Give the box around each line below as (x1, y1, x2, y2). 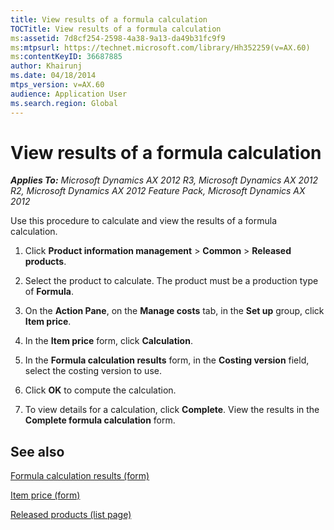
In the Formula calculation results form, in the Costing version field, (24, 354, 310, 366)
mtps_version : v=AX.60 (10, 80, 105, 90)
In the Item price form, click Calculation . (24, 335, 193, 347)
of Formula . (24, 286, 74, 298)
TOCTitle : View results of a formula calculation (10, 24, 222, 34)
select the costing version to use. (24, 365, 162, 377)
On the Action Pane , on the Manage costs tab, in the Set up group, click (24, 305, 325, 317)
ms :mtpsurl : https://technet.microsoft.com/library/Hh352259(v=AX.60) (10, 42, 311, 53)
